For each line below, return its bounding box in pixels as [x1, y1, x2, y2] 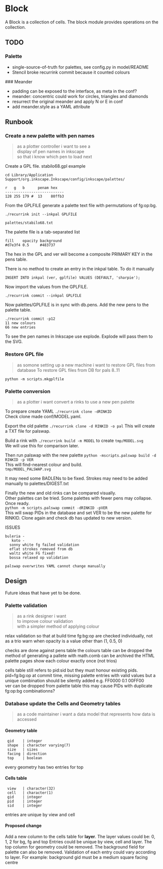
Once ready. [5, 500, 30, 506]
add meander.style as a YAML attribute [12, 103, 91, 110]
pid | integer [7, 799, 42, 804]
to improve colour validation [17, 618, 73, 624]
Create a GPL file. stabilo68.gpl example [5, 163, 86, 169]
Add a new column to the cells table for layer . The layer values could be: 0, [5, 833, 156, 839]
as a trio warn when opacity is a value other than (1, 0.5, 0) [5, 638, 123, 644]
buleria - [5, 534, 25, 539]
